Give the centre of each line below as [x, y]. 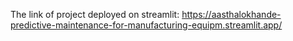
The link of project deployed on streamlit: [95, 14]
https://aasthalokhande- [231, 14]
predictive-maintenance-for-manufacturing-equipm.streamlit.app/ [146, 25]
